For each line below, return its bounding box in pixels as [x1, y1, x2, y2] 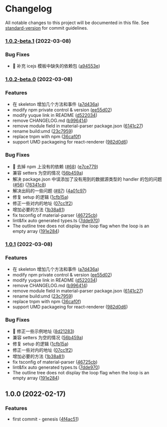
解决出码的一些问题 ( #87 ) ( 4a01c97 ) [12, 188, 87, 194]
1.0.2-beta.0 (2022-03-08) [5, 76, 73, 83]
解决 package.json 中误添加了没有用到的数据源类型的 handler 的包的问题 [12, 176, 162, 182]
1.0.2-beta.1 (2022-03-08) [5, 37, 71, 44]
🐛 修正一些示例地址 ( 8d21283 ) [12, 328, 75, 334]
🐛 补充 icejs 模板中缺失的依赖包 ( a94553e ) [12, 63, 100, 69]
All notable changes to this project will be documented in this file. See [5, 20, 149, 26]
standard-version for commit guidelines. [5, 25, 88, 31]
